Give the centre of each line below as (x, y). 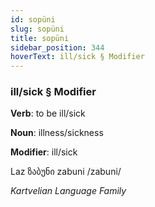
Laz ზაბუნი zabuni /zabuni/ (66, 172)
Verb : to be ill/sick (48, 113)
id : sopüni (33, 19)
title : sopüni (40, 38)
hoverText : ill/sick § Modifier (77, 57)
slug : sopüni (37, 29)
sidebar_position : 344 (57, 47)
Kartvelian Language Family (68, 191)
